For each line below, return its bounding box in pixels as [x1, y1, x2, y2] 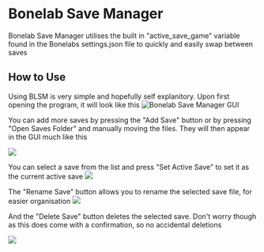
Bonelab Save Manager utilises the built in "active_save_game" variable [8, 31, 240, 40]
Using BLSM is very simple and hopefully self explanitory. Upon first [8, 92, 230, 101]
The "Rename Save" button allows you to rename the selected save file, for [8, 186, 253, 196]
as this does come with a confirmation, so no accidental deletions [8, 220, 222, 229]
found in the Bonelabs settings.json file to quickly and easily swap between [8, 39, 254, 48]
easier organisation [8, 196, 71, 205]
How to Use [8, 70, 66, 84]
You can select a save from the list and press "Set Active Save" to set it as [8, 162, 250, 171]
